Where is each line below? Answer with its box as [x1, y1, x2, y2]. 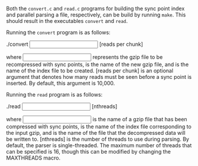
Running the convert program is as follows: [6, 29, 111, 36]
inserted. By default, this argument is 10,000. [6, 79, 115, 87]
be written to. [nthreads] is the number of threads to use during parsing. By [6, 135, 189, 142]
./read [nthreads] [6, 103, 118, 109]
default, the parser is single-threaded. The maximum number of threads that [6, 142, 192, 149]
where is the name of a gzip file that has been [6, 116, 187, 122]
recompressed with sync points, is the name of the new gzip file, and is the [6, 61, 189, 68]
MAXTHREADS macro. [6, 154, 61, 161]
